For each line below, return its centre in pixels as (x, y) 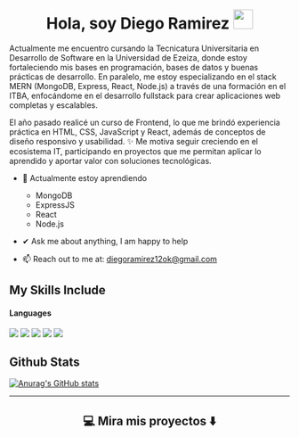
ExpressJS (55, 204)
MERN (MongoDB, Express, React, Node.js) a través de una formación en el (148, 86)
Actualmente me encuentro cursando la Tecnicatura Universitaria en (134, 48)
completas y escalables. (53, 105)
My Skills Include (57, 290)
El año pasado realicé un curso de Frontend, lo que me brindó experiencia (145, 122)
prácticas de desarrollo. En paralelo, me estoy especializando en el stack (143, 77)
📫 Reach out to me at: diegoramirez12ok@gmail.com (120, 259)
